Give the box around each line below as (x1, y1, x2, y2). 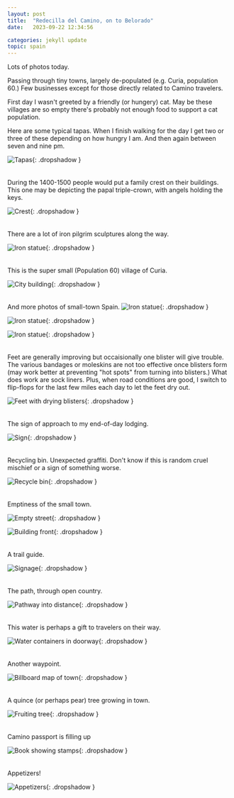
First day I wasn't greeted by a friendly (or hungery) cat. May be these (7, 97, 213, 107)
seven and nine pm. (7, 142, 65, 150)
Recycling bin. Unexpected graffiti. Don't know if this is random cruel (7, 456, 208, 464)
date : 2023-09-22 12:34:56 (7, 23, 94, 31)
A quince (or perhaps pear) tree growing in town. (7, 696, 150, 705)
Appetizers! (7, 769, 41, 777)
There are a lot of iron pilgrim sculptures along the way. (7, 230, 169, 238)
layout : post (7, 10, 46, 18)
